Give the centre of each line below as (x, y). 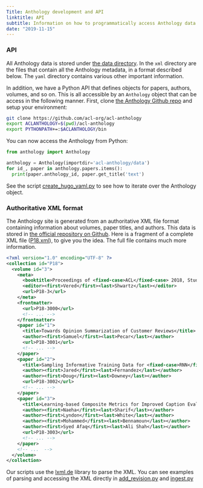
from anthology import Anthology (48, 152)
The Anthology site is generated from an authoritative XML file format (93, 221)
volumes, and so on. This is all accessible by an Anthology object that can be (101, 94)
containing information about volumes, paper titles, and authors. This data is (101, 227)
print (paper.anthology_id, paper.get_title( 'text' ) (78, 174)
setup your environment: (37, 107)
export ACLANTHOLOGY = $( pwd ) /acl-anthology (60, 124)
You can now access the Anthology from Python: (67, 141)
